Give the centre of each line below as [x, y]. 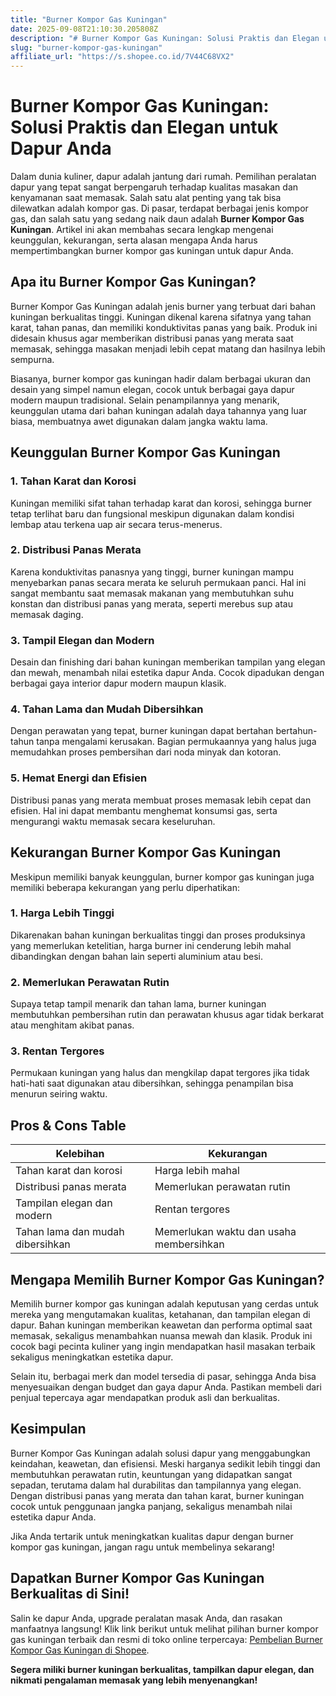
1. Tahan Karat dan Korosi [73, 481]
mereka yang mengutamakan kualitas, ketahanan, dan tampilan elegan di [160, 1315]
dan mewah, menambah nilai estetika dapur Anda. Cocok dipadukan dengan [167, 673]
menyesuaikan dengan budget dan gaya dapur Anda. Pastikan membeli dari [166, 1387]
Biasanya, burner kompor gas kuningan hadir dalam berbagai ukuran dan [160, 378]
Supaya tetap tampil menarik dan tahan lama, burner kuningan [138, 1004]
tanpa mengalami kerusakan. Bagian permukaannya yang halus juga [176, 742]
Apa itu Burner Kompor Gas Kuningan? [133, 282]
